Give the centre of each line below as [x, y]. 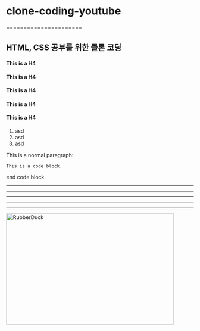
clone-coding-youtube [64, 11]
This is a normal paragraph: [40, 155]
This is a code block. [34, 166]
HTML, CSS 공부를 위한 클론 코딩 [64, 48]
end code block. [26, 177]
